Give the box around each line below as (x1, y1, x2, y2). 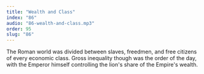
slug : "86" (6, 32, 34, 38)
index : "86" (6, 15, 37, 21)
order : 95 (6, 25, 32, 32)
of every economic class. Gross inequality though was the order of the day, (6, 55, 197, 62)
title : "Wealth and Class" (6, 8, 76, 15)
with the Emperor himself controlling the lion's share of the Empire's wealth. (6, 61, 198, 69)
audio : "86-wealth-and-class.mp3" (6, 20, 95, 26)
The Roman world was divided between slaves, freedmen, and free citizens (6, 48, 197, 55)
